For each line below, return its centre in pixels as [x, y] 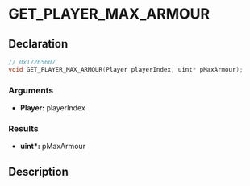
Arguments [31, 90]
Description [38, 171]
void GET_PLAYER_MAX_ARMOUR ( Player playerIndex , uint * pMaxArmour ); [126, 69]
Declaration [38, 44]
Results [23, 128]
